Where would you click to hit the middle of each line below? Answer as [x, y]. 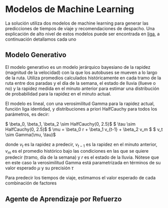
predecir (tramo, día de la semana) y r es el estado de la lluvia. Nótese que [82, 157]
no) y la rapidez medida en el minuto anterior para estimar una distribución [82, 88]
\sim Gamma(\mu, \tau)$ [31, 135]
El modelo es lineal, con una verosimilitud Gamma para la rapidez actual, [80, 103]
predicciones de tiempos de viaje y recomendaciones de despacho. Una [80, 28]
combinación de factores [31, 183]
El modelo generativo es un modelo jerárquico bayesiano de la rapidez [78, 67]
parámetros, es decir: [27, 114]
